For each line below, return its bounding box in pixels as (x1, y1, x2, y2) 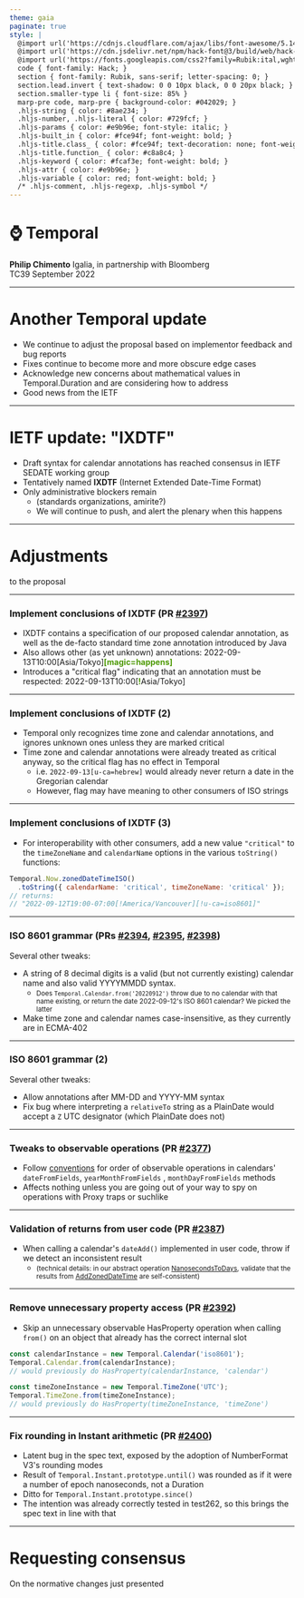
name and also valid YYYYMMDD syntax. (22, 977, 176, 988)
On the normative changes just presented (9, 1578, 165, 1589)
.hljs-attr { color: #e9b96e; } (17, 165, 140, 174)
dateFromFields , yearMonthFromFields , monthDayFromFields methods (22, 1172, 276, 1183)
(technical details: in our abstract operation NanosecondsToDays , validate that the (35, 1264, 291, 1273)
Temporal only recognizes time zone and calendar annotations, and (22, 728, 274, 739)
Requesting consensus (9, 1548, 186, 1569)
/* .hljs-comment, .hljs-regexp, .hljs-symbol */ (17, 182, 208, 191)
